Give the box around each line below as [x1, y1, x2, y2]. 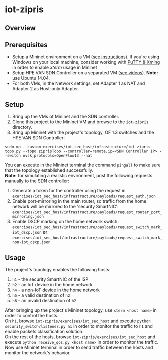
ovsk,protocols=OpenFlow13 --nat [23, 153, 93, 158]
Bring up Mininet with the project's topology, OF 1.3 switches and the [12, 129, 154, 136]
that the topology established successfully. [5, 167, 94, 173]
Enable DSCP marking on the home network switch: [12, 219, 119, 225]
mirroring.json [12, 214, 44, 219]
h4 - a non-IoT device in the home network [12, 287, 100, 293]
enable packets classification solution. [5, 329, 84, 335]
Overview [5, 24, 36, 32]
